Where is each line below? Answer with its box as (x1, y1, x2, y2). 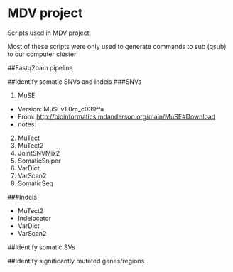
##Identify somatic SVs (7, 243, 76, 251)
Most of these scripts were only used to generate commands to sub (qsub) (7, 42, 227, 50)
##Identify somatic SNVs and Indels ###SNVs (7, 77, 142, 86)
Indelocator (17, 214, 52, 222)
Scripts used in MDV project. (7, 28, 92, 37)
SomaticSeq (17, 179, 53, 187)
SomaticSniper (17, 156, 61, 165)
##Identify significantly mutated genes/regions (7, 256, 145, 265)
